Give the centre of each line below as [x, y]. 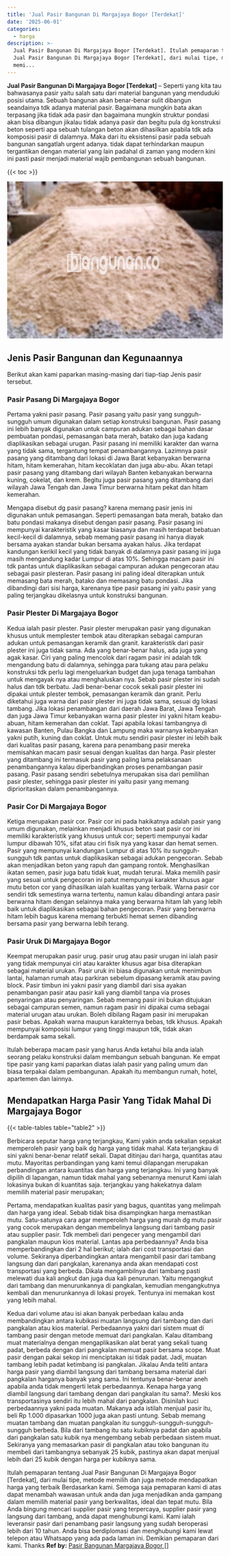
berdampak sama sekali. [41, 1036]
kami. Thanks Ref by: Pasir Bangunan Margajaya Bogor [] [88, 1546]
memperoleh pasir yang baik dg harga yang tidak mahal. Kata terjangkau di [113, 1148]
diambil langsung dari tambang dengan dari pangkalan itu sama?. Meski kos [114, 1394]
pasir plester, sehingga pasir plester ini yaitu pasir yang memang [98, 781]
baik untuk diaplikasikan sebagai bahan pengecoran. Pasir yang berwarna [111, 909]
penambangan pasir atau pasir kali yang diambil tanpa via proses [99, 992]
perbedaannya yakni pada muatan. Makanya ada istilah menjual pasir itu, [110, 1408]
